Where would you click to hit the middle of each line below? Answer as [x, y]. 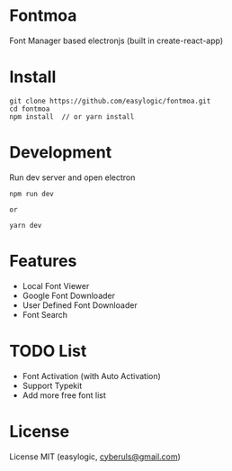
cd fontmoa [30, 109]
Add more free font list [64, 395]
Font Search [45, 314]
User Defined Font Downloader [80, 305]
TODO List [48, 351]
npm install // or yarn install [72, 117]
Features [43, 261]
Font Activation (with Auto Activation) [92, 376]
